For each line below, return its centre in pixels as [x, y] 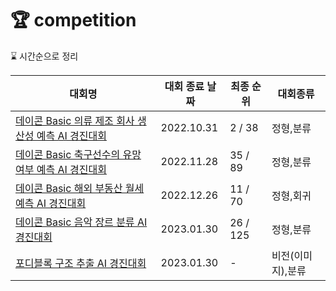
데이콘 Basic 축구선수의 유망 [78, 154]
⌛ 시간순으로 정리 [44, 56]
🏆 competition [73, 20]
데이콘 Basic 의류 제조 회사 [75, 120]
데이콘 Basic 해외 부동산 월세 [80, 188]
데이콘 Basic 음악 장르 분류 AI [81, 222]
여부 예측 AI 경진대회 [61, 169]
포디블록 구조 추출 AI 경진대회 [81, 263]
